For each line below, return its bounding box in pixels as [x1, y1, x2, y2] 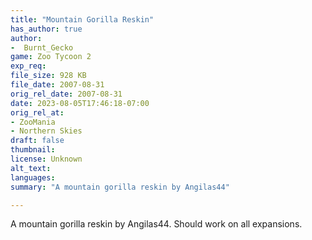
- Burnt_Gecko [10, 42, 74, 53]
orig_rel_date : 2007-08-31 [10, 89, 123, 99]
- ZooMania [10, 117, 56, 127]
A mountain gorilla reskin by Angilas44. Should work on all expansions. [10, 218, 303, 230]
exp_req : [10, 61, 47, 71]
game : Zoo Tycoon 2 [10, 52, 92, 62]
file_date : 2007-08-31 [10, 80, 105, 90]
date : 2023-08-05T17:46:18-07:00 [10, 98, 150, 108]
